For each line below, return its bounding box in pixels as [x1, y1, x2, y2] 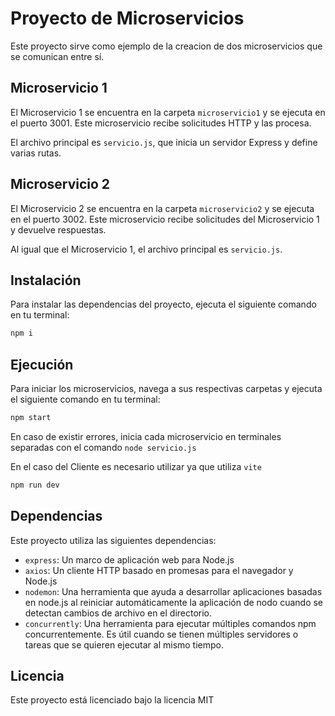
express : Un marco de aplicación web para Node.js [24, 553, 235, 566]
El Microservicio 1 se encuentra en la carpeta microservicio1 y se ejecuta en [10, 106, 326, 118]
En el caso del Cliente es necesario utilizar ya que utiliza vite [10, 460, 262, 472]
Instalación [10, 272, 82, 289]
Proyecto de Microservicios [10, 7, 245, 30]
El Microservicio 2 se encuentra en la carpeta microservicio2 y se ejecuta [10, 202, 315, 214]
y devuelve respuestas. [10, 223, 107, 236]
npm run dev [10, 480, 60, 490]
